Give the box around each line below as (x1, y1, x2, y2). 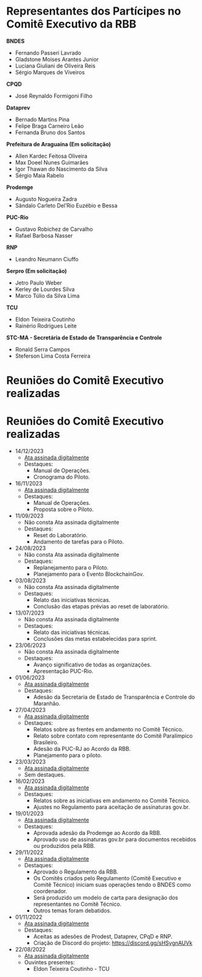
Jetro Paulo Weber (15, 279, 62, 286)
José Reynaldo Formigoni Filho (15, 92, 93, 99)
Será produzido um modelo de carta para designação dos (33, 894, 178, 901)
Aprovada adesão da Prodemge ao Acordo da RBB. (33, 830, 162, 837)
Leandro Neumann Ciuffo (15, 255, 79, 263)
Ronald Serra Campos (15, 345, 71, 353)
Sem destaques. (24, 771, 66, 778)
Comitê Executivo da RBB (6, 17, 137, 31)
